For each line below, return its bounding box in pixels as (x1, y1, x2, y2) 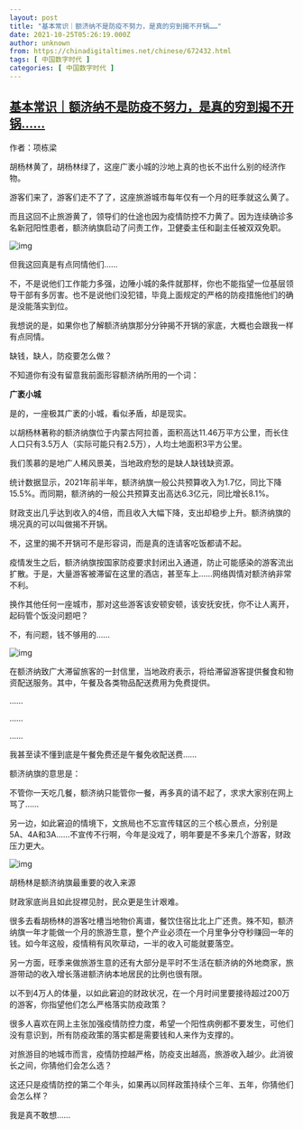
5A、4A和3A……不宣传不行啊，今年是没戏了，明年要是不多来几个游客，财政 (9, 828, 291, 840)
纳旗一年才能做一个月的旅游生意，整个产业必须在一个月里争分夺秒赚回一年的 (9, 927, 294, 938)
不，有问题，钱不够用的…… (9, 629, 111, 639)
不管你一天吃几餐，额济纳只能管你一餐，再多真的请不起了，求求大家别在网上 (9, 787, 294, 798)
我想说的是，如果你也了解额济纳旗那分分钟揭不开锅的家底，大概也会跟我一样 (9, 320, 294, 331)
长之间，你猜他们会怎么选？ (9, 1059, 113, 1070)
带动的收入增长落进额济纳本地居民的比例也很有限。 (16, 968, 207, 979)
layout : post (9, 13, 59, 23)
